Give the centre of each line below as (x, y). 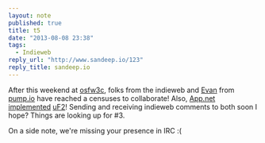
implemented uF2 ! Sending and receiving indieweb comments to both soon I (133, 106)
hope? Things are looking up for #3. (67, 115)
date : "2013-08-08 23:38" (51, 38)
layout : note (30, 15)
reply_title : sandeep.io (49, 68)
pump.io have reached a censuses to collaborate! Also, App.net (112, 98)
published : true (35, 23)
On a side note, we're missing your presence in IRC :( (95, 130)
